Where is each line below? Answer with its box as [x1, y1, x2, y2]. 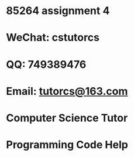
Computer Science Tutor [6, 111, 128, 124]
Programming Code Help [6, 138, 129, 152]
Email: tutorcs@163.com [6, 84, 128, 98]
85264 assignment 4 [6, 4, 110, 18]
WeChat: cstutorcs [6, 31, 99, 45]
